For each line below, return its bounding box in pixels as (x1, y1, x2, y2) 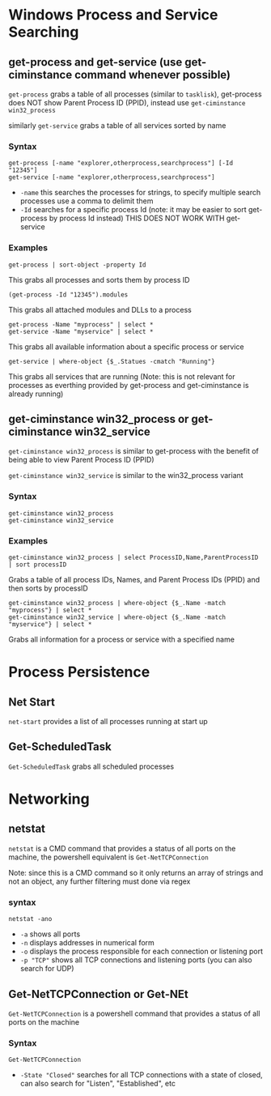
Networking (8, 790, 91, 808)
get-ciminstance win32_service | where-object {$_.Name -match (8, 613, 227, 621)
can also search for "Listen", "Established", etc (19, 1079, 176, 1089)
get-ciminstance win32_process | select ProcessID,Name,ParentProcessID (8, 553, 259, 561)
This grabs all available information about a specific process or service (8, 342, 244, 352)
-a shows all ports (19, 929, 81, 939)
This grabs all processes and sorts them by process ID (8, 275, 190, 284)
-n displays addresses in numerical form (19, 938, 155, 948)
